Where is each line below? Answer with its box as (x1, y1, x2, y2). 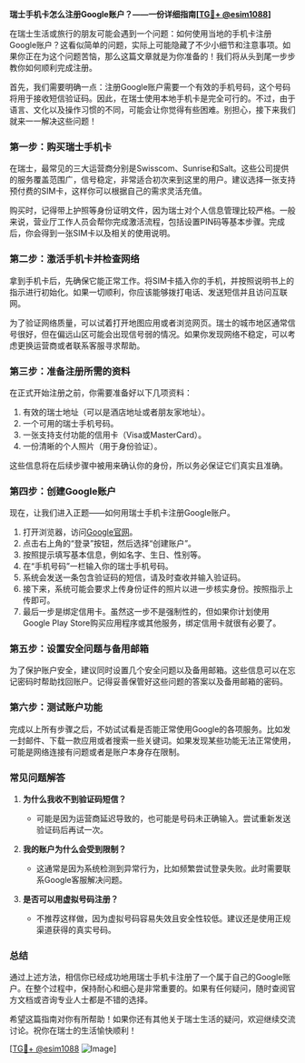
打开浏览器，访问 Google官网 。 (22, 526, 138, 537)
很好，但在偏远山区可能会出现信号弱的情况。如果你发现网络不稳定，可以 (16, 328, 288, 339)
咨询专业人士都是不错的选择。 (40, 995, 152, 1006)
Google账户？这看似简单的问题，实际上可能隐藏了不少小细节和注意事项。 (9, 40, 283, 50)
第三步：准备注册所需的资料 (9, 365, 131, 377)
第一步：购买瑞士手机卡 (9, 140, 112, 153)
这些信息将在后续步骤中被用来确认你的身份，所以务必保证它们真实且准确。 (9, 459, 288, 471)
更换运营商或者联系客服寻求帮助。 (16, 340, 145, 351)
